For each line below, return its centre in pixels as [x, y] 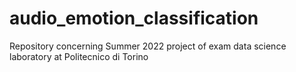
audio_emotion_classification [134, 18]
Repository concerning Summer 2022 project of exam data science [148, 46]
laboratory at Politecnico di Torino [79, 56]
